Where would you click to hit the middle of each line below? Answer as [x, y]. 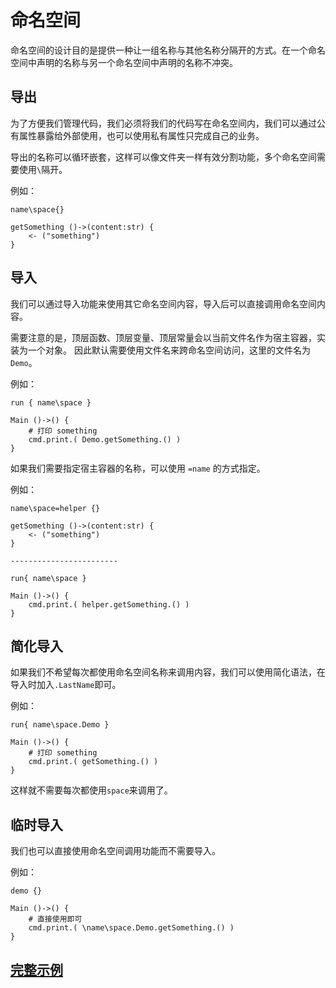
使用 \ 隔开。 [43, 169]
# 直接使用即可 [55, 919]
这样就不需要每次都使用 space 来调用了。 [91, 790]
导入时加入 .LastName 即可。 [66, 685]
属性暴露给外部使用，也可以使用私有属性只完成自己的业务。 [141, 135]
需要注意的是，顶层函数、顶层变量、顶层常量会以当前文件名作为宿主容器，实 [168, 337]
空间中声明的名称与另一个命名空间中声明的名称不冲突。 [124, 62]
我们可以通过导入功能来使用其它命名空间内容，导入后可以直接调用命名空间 [163, 303]
